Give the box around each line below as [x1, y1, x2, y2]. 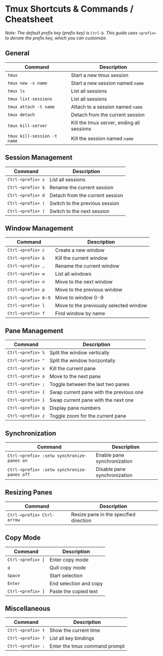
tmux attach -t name [7, 104, 55, 109]
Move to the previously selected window [55, 302, 147, 309]
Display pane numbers [49, 405, 101, 412]
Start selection [49, 572, 83, 579]
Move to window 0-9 [55, 294, 104, 301]
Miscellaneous [5, 604, 50, 613]
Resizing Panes [5, 488, 52, 497]
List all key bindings [49, 635, 95, 642]
